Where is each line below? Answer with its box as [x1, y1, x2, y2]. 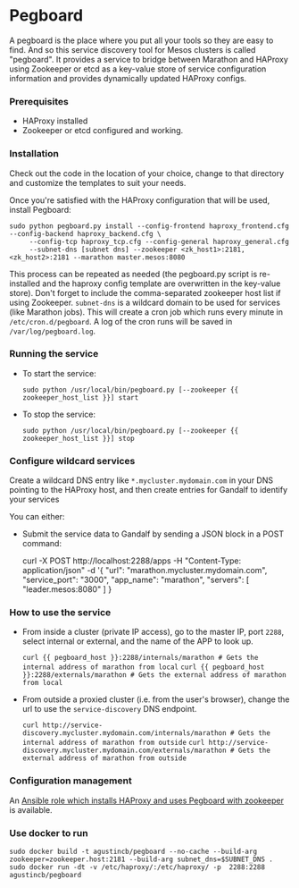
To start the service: [21, 368, 96, 378]
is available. [9, 804, 53, 815]
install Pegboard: [9, 204, 71, 215]
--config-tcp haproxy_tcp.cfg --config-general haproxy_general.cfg [29, 237, 290, 246]
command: [21, 538, 62, 549]
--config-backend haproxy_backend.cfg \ [9, 229, 162, 238]
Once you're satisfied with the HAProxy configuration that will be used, [9, 194, 270, 206]
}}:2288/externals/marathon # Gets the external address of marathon [21, 671, 287, 680]
